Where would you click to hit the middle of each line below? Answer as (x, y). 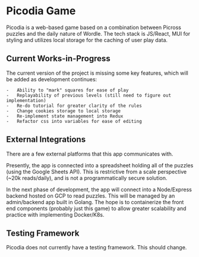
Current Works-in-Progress (59, 58)
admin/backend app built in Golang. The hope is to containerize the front (95, 202)
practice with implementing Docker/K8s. (56, 214)
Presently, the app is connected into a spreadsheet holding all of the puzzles (100, 165)
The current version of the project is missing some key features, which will (97, 73)
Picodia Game (41, 11)
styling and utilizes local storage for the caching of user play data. (87, 40)
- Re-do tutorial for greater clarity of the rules (74, 106)
